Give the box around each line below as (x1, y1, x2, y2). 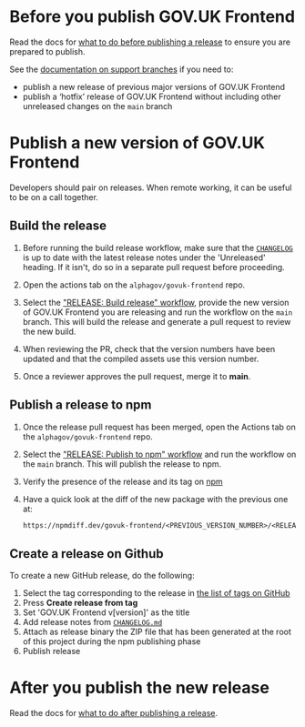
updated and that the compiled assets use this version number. (22, 353, 259, 364)
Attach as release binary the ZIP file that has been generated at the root (22, 626, 291, 638)
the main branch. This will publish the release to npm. (22, 458, 222, 470)
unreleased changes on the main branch (22, 100, 173, 111)
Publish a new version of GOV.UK (9, 133, 266, 154)
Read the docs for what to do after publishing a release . (9, 708, 219, 719)
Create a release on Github (9, 546, 164, 561)
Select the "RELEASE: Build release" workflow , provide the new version (22, 297, 290, 308)
